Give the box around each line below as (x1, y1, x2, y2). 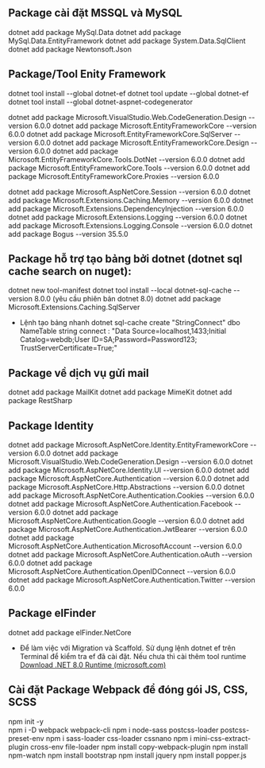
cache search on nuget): (8, 265, 132, 278)
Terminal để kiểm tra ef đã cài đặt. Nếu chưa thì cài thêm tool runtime (19, 651, 247, 661)
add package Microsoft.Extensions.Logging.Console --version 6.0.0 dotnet (8, 220, 253, 230)
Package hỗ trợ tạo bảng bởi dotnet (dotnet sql (8, 252, 243, 266)
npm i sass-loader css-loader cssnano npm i (46, 733, 192, 743)
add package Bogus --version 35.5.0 (8, 229, 129, 239)
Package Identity (8, 419, 94, 432)
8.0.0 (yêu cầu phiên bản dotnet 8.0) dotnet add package (34, 294, 221, 304)
